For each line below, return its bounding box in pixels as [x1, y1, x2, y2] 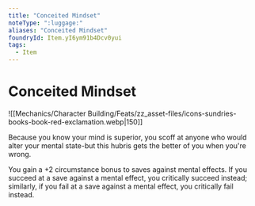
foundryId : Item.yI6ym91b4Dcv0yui [8, 33, 123, 42]
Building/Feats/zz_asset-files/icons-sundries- [87, 109, 237, 118]
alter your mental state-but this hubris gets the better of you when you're [8, 140, 247, 151]
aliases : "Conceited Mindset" [8, 26, 108, 34]
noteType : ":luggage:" [8, 19, 83, 27]
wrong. [8, 149, 32, 158]
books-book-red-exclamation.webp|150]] [8, 116, 143, 127]
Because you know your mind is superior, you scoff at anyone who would [8, 132, 247, 142]
